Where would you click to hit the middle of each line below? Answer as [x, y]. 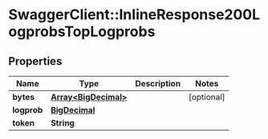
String [63, 123]
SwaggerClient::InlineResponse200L [134, 15]
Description [158, 83]
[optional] [207, 97]
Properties [35, 61]
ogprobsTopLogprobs [82, 32]
